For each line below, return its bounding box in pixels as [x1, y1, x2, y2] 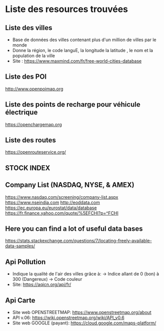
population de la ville [12, 53, 55, 59]
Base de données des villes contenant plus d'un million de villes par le [12, 37, 157, 43]
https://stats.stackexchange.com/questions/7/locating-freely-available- [5, 238, 152, 244]
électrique [5, 108, 38, 117]
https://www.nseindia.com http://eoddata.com [5, 199, 100, 205]
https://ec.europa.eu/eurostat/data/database [5, 204, 97, 211]
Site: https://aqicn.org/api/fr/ [12, 281, 71, 287]
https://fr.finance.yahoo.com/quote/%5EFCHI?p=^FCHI [5, 210, 119, 216]
